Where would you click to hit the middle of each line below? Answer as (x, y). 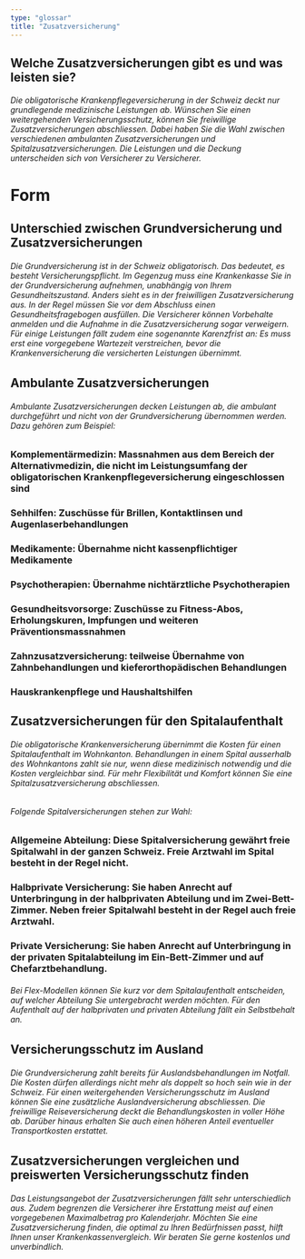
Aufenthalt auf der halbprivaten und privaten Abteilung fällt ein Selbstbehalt (153, 1009)
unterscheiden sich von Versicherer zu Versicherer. (106, 158)
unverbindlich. (37, 1247)
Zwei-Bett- (270, 899)
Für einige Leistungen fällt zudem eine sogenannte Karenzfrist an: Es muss (151, 334)
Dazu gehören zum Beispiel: (63, 425)
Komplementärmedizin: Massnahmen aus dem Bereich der (143, 455)
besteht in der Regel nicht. (70, 863)
